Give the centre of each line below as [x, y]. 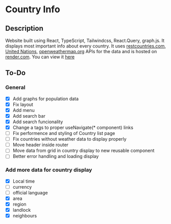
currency [22, 187]
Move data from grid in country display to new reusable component [83, 151]
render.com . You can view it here [40, 57]
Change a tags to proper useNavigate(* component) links [73, 127]
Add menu [23, 110]
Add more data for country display [49, 170]
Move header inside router [41, 145]
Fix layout [23, 104]
